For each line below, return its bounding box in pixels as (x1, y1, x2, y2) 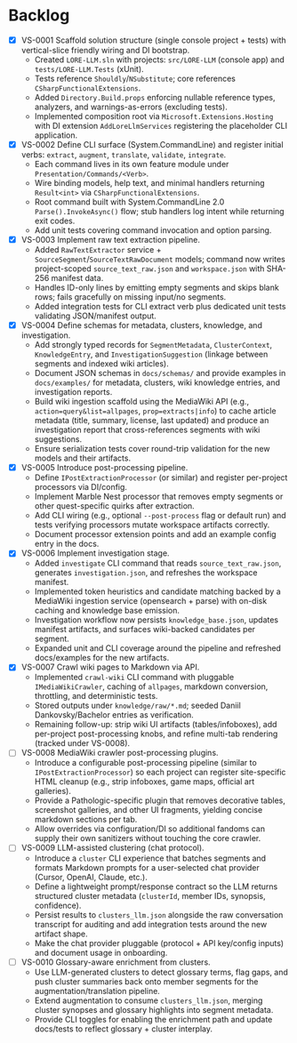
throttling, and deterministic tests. (34, 691, 158, 702)
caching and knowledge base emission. (34, 606, 180, 616)
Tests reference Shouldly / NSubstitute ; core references (34, 73, 237, 84)
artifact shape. (34, 928, 88, 939)
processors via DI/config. (34, 482, 128, 493)
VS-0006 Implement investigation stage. (20, 548, 170, 558)
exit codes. (34, 215, 76, 227)
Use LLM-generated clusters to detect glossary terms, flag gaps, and (34, 967, 288, 977)
